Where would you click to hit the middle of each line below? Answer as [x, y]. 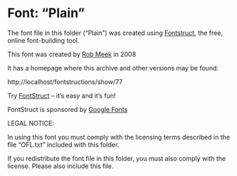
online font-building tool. [44, 40]
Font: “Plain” [46, 13]
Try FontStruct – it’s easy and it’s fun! [62, 95]
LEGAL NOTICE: [31, 123]
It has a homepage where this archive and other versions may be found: [113, 68]
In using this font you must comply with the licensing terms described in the [119, 137]
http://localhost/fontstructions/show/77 [65, 82]
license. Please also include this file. [61, 166]
